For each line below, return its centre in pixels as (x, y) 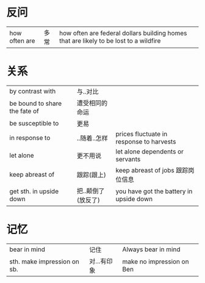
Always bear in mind (151, 249)
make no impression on (156, 262)
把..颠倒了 (91, 191)
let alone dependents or (150, 152)
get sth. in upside (34, 191)
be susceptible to (34, 123)
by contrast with (33, 91)
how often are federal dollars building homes (123, 33)
